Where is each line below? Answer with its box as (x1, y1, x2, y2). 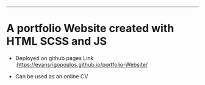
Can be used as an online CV (15, 72, 88, 80)
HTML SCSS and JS (6, 35, 107, 49)
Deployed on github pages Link (15, 54, 94, 61)
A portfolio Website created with (6, 22, 174, 35)
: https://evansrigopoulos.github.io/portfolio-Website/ (15, 61, 148, 68)
